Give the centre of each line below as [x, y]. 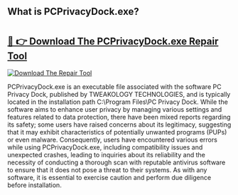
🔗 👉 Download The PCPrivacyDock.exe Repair [113, 41]
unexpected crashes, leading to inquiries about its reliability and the [107, 155]
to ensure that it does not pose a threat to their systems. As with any [107, 170]
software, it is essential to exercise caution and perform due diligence [109, 178]
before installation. [34, 185]
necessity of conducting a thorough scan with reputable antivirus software [117, 162]
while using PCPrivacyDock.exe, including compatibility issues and [105, 147]
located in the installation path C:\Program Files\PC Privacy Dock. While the [118, 102]
